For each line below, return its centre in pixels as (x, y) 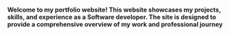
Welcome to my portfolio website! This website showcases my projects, (114, 10)
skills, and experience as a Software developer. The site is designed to (112, 16)
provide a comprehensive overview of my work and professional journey (115, 24)
